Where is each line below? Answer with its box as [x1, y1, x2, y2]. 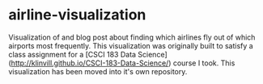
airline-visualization [8, 6, 146, 24]
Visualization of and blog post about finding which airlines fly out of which [8, 32, 256, 42]
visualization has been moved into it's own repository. [8, 66, 188, 76]
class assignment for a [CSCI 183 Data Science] [8, 49, 168, 59]
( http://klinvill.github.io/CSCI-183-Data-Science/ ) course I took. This [8, 58, 235, 68]
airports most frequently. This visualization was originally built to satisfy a [8, 40, 253, 50]
